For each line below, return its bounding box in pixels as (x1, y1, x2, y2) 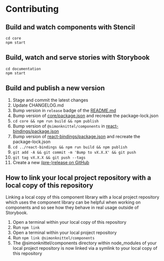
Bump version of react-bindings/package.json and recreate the (12, 133, 140, 139)
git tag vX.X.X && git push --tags (12, 155, 86, 160)
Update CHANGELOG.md (12, 102, 64, 108)
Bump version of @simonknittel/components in (12, 123, 105, 129)
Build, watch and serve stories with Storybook (5, 53, 150, 62)
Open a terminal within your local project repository (12, 230, 117, 236)
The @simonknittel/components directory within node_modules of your (12, 240, 157, 246)
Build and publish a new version (5, 84, 105, 93)
